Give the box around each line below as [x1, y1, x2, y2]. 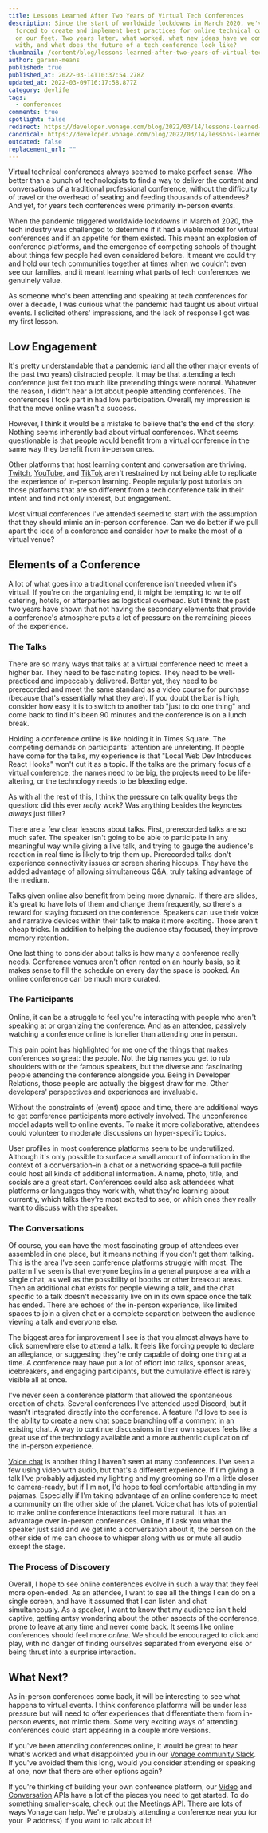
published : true [8, 64, 62, 72]
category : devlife [8, 85, 69, 94]
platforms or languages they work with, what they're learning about [8, 1186, 230, 1195]
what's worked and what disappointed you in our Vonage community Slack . [8, 1749, 257, 1759]
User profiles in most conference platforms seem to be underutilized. [8, 1143, 235, 1153]
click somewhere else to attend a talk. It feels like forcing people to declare [8, 1341, 254, 1350]
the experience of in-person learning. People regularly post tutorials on [8, 476, 242, 487]
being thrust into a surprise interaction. [8, 1647, 136, 1657]
